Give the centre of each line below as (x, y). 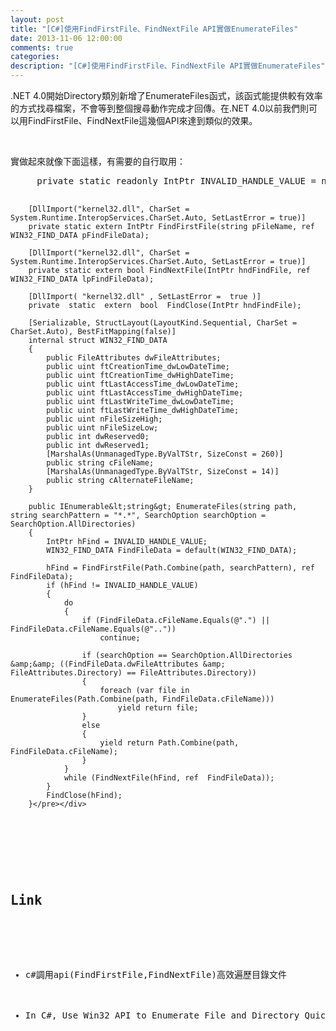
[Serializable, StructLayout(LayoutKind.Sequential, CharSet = (163, 323)
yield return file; (158, 708)
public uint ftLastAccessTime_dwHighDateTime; (145, 393)
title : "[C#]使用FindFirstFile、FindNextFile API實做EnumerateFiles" (154, 29)
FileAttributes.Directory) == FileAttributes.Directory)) (133, 673)
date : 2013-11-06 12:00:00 (66, 38)
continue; (120, 638)
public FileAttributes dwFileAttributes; (134, 358)
